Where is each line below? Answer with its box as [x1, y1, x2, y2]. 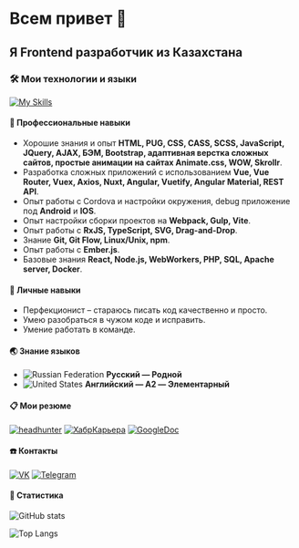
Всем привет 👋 [9, 8, 128, 29]
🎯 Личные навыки [9, 284, 81, 295]
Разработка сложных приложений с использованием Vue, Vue [22, 167, 270, 178]
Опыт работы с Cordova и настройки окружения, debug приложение [22, 196, 291, 207]
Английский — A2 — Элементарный [85, 378, 231, 390]
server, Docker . [22, 264, 83, 274]
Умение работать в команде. [22, 324, 136, 336]
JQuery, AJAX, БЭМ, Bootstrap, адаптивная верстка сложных [22, 148, 269, 159]
